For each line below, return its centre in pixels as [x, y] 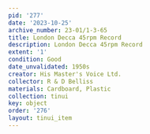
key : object [28, 103]
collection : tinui [38, 96]
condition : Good [35, 60]
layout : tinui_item [40, 118]
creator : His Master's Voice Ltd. [65, 74]
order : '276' [30, 111]
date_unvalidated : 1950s [49, 67]
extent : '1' [28, 52]
